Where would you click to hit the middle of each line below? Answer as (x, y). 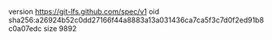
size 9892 (60, 28)
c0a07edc (25, 28)
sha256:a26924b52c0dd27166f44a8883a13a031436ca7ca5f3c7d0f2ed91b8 (136, 20)
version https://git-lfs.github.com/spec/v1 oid (84, 12)
